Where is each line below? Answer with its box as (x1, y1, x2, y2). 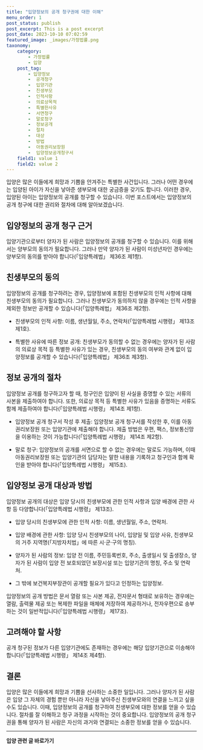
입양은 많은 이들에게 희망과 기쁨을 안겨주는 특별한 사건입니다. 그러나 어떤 (6, 178, 177, 185)
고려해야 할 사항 (6, 626, 62, 637)
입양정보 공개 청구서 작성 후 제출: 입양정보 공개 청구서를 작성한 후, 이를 (14, 417, 181, 425)
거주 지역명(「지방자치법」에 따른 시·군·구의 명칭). (21, 539, 137, 546)
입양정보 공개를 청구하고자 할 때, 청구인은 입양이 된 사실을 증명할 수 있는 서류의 (6, 390, 192, 397)
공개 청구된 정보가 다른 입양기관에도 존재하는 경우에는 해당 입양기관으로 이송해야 (6, 644, 195, 651)
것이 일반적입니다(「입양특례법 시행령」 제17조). (17, 607, 129, 615)
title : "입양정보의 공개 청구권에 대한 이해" (6, 8, 104, 15)
